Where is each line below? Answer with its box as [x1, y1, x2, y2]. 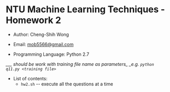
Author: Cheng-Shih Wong [13, 31, 69, 37]
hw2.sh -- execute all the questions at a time [20, 81, 113, 87]
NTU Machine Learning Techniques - [6, 4, 165, 15]
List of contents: [13, 75, 47, 81]
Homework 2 [6, 14, 61, 26]
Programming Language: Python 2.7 [13, 51, 89, 57]
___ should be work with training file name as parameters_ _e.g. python [6, 61, 155, 67]
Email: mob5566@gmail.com [13, 41, 74, 47]
